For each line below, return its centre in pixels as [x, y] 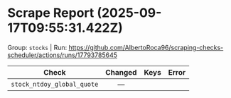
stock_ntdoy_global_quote [55, 84]
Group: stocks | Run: [37, 47]
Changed [121, 72]
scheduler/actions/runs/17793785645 [62, 55]
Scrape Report [51, 13]
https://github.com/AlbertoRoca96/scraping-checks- [146, 47]
